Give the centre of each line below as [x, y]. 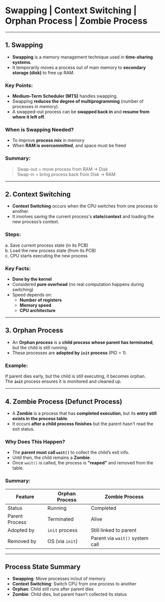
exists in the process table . [40, 418]
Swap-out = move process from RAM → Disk [62, 169]
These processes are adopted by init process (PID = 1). [70, 353]
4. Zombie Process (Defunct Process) [64, 401]
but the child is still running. [40, 347]
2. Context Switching [38, 194]
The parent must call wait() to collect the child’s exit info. [71, 453]
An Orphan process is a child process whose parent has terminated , [83, 342]
